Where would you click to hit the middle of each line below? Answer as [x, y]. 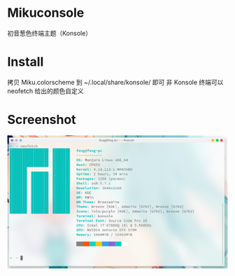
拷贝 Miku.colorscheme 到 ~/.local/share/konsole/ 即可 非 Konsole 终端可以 [115, 82]
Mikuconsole [46, 13]
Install [26, 62]
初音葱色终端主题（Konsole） [50, 33]
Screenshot [42, 120]
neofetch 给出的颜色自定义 [45, 91]
